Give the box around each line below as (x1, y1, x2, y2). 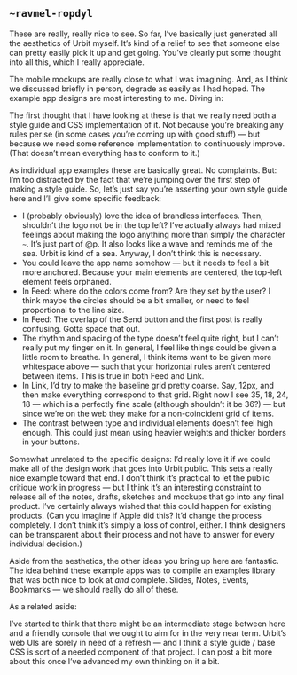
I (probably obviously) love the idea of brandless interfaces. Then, (21, 210, 263, 221)
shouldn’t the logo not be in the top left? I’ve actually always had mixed (21, 219, 282, 230)
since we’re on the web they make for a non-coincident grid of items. (21, 408, 275, 419)
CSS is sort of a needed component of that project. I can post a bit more (9, 647, 273, 657)
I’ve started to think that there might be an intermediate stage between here (9, 618, 285, 629)
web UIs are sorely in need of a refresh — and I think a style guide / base (9, 637, 276, 648)
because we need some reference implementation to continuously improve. (9, 137, 285, 149)
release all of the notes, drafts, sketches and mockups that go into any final (9, 491, 284, 502)
